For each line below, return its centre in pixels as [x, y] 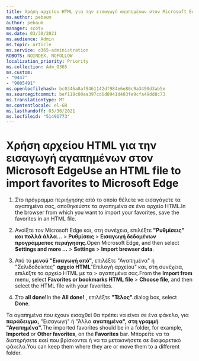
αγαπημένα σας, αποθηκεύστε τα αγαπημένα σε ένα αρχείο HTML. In [100, 206]
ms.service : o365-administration [47, 50]
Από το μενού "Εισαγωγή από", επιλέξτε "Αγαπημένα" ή [85, 261]
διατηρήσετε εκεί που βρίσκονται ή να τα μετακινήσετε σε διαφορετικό [94, 340]
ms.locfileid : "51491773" [38, 116]
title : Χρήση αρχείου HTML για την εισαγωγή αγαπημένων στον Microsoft [96, 12]
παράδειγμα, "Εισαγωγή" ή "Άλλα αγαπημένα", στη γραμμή [82, 321]
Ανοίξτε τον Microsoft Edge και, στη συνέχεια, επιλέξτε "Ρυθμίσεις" [99, 230]
